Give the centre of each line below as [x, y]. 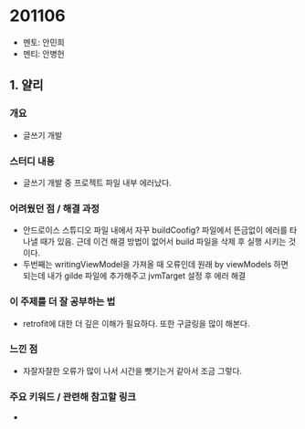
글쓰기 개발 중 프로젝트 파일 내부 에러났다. [97, 183]
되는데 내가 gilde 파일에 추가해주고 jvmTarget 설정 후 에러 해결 [134, 276]
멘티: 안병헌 [44, 53]
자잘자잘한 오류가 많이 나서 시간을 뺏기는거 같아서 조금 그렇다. [132, 371]
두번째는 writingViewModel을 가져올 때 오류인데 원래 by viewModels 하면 [156, 265]
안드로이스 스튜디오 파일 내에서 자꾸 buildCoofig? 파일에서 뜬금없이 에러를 [155, 230]
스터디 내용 [32, 161]
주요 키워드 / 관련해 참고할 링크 [73, 396]
